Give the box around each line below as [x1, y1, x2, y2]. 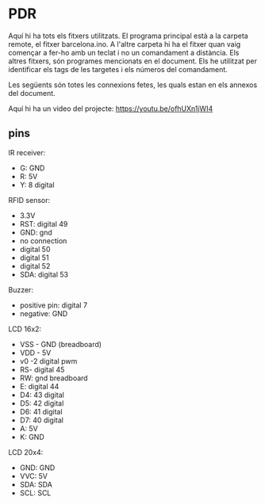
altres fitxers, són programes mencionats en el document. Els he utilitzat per [8, 56, 258, 66]
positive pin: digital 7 [19, 300, 88, 310]
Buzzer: [8, 284, 34, 294]
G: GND [19, 163, 45, 173]
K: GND [19, 432, 45, 441]
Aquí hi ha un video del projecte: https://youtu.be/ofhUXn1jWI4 [8, 104, 213, 113]
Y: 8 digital [19, 180, 55, 189]
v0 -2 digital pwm [19, 356, 78, 365]
